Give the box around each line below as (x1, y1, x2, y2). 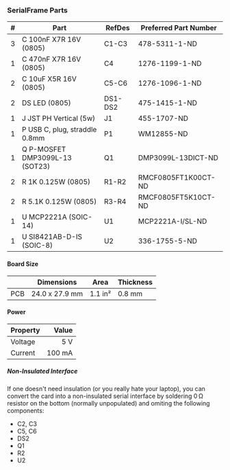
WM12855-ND (138, 129, 188, 139)
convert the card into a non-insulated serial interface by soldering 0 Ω (7, 392, 204, 400)
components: (7, 406, 44, 414)
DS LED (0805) (21, 98, 72, 108)
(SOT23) (21, 162, 50, 172)
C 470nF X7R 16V (21, 54, 81, 64)
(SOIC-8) (21, 241, 53, 250)
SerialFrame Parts (7, 5, 68, 15)
